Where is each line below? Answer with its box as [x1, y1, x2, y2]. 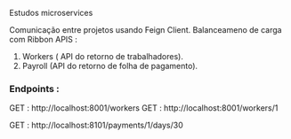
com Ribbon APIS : [9, 35, 78, 44]
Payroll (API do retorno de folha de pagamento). [21, 61, 198, 71]
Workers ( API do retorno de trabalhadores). [21, 51, 184, 61]
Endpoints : [9, 82, 60, 95]
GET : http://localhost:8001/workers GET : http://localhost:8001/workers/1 [9, 103, 279, 113]
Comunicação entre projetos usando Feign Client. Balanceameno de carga [9, 25, 282, 35]
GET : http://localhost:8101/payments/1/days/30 [9, 120, 184, 131]
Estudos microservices [9, 8, 93, 18]
